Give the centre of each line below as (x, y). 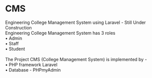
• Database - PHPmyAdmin (33, 70)
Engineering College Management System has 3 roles (60, 33)
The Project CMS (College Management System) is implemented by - (76, 59)
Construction (19, 27)
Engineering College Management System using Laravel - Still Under (76, 22)
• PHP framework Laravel (31, 65)
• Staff (12, 43)
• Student (15, 49)
